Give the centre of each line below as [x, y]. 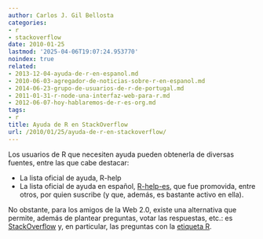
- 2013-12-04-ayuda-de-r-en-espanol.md [73, 74]
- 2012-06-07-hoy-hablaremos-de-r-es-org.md [82, 103]
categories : [27, 23]
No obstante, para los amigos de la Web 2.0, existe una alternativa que [122, 209]
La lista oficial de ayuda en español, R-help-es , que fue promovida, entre [137, 186]
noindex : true [31, 60]
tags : [17, 110]
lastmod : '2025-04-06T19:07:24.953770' [73, 52]
